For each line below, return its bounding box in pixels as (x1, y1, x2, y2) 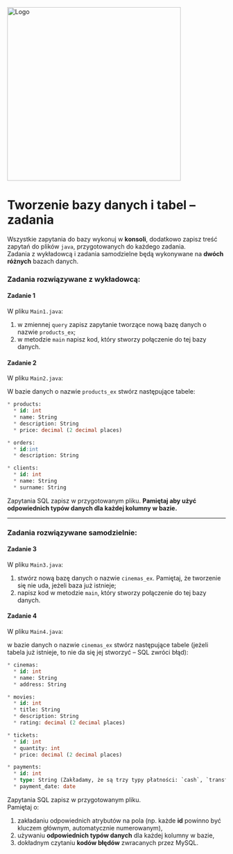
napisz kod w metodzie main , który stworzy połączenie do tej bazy (17, 588, 207, 596)
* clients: (7, 464, 39, 471)
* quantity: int (13, 744, 60, 752)
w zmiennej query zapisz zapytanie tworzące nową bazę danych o (17, 321, 207, 329)
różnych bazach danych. (7, 257, 79, 265)
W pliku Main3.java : (7, 560, 64, 569)
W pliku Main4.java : (7, 628, 64, 636)
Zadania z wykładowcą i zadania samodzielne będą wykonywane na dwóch (7, 249, 224, 258)
